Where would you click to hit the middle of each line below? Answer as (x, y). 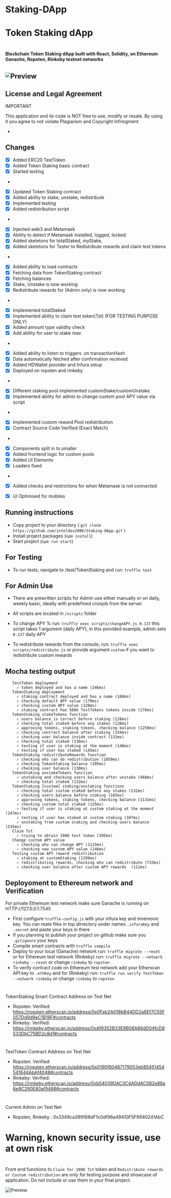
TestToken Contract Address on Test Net (48, 1052)
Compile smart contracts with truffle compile (62, 946)
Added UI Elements (33, 460)
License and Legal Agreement (54, 94)
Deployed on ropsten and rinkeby (48, 371)
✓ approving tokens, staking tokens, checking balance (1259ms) (87, 728)
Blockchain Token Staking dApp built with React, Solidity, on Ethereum (82, 54)
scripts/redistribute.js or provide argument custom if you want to (83, 650)
